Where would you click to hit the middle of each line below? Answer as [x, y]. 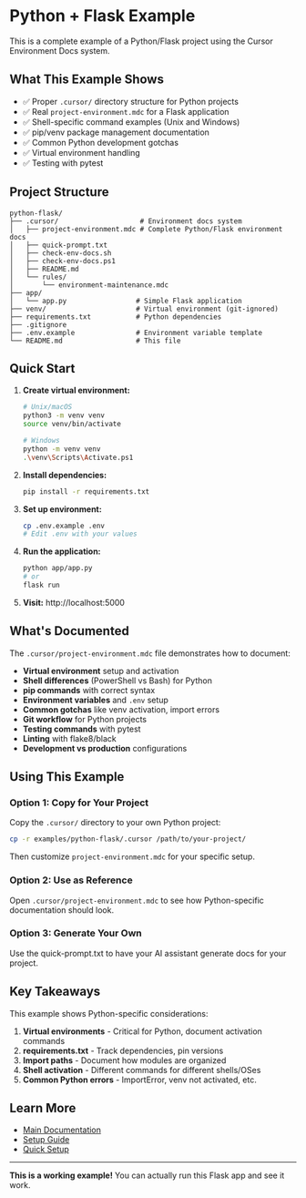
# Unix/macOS [47, 407]
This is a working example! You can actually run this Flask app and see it [147, 1175]
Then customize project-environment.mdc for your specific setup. [132, 856]
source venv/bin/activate [71, 425]
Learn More [43, 1108]
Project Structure [59, 192]
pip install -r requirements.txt [86, 491]
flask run [41, 585]
